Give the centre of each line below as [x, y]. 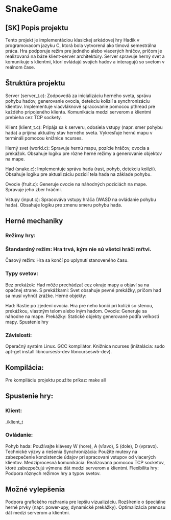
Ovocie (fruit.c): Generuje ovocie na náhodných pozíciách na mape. [76, 184]
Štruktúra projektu [35, 83]
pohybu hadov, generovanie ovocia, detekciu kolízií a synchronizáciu [78, 101]
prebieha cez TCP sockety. [34, 117]
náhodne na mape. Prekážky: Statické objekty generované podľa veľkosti [82, 316]
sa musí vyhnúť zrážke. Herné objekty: [46, 296]
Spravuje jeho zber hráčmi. [34, 189]
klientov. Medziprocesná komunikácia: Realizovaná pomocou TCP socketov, [85, 462]
